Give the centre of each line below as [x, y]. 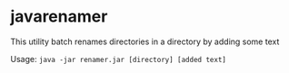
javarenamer [59, 17]
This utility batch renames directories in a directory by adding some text [145, 41]
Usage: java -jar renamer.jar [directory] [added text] [118, 59]
